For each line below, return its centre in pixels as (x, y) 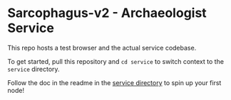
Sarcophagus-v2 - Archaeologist (107, 13)
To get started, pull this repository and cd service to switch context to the (116, 61)
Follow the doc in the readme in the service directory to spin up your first (114, 82)
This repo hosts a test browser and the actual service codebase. (102, 48)
